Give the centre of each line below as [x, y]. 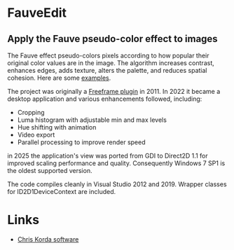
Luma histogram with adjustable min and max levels [92, 120]
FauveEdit [37, 13]
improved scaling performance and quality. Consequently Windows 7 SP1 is [116, 163]
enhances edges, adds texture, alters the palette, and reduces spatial [108, 70]
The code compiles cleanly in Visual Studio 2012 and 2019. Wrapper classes [117, 184]
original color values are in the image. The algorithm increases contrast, [111, 63]
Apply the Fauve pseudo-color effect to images [113, 39]
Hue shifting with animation [57, 127]
